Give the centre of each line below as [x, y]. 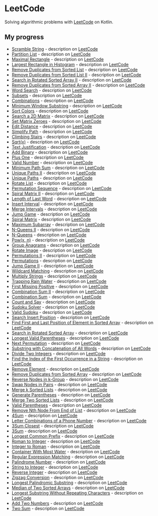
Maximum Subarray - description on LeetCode [58, 224]
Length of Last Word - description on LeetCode [59, 198]
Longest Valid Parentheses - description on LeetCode [65, 338]
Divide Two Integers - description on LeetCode [59, 353]
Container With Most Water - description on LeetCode [66, 451]
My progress [24, 37]
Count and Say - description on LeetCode [53, 302]
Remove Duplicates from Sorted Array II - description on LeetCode [78, 85]
